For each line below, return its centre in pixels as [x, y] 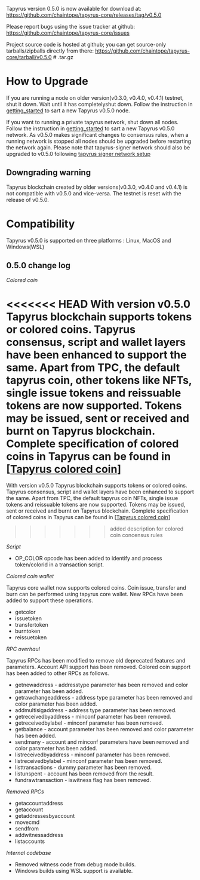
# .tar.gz [63, 57]
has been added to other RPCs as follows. [58, 673]
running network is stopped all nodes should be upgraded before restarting [99, 141]
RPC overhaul [23, 649]
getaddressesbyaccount [45, 816]
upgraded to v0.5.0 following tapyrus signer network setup [79, 154]
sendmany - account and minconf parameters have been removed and [102, 742]
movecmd [27, 822]
